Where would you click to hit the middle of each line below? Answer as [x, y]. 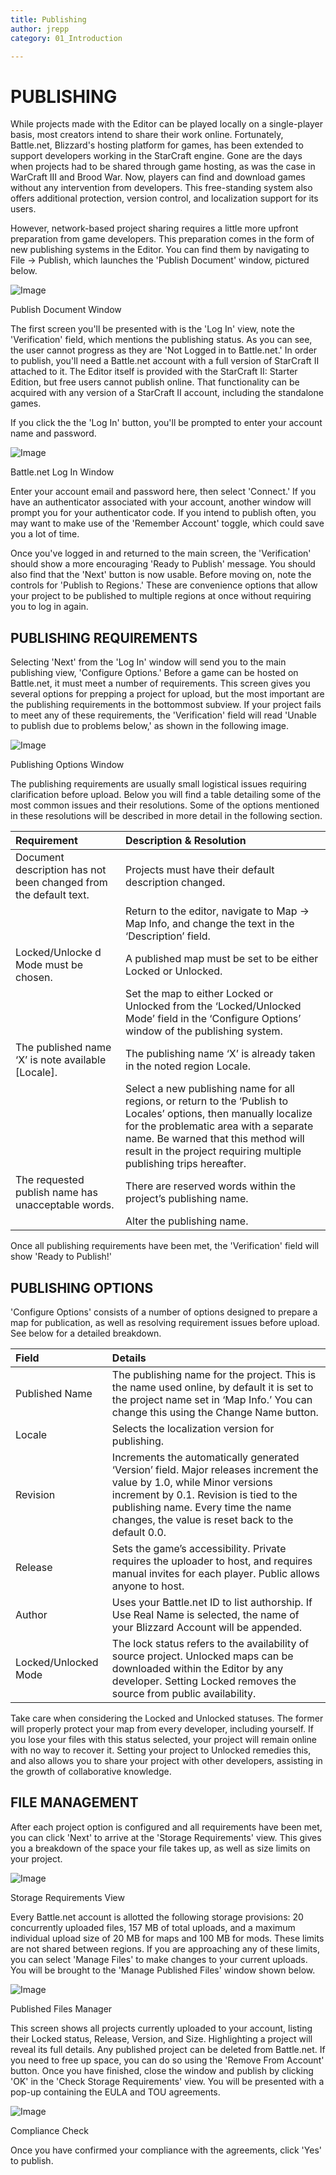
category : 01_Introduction [66, 38]
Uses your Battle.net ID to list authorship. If [212, 1602]
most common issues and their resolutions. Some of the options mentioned [165, 805]
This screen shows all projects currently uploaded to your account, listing [161, 2028]
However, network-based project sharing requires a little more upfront [154, 228]
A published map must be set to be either [222, 959]
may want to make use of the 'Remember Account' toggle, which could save [167, 523]
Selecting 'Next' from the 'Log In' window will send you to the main [148, 662]
